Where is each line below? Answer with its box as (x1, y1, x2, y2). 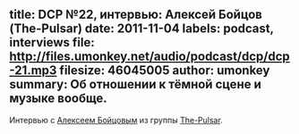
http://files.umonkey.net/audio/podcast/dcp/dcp (9, 49, 291, 64)
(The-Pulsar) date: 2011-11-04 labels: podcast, (9, 21, 275, 37)
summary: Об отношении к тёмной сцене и (9, 77, 261, 92)
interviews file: (9, 35, 96, 50)
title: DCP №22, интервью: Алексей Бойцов (9, 7, 262, 22)
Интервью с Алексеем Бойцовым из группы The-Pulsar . (9, 114, 224, 125)
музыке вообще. (9, 91, 107, 106)
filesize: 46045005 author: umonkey (59, 63, 270, 79)
